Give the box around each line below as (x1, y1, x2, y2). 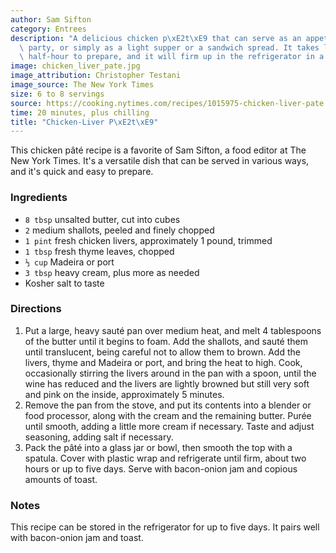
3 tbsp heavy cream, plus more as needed (24, 266, 200, 278)
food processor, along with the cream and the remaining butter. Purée (24, 409, 312, 421)
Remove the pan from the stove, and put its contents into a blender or (24, 399, 312, 411)
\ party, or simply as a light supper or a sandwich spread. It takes (19, 42, 320, 53)
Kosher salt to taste (24, 277, 105, 289)
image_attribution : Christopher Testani (10, 71, 182, 81)
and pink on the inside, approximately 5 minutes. (24, 388, 225, 400)
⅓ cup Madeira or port (24, 256, 115, 268)
